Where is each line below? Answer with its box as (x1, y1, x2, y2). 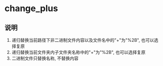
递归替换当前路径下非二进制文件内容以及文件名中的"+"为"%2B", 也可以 (11, 37, 154, 43)
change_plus (4, 3, 58, 14)
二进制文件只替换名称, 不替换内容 (11, 55, 79, 61)
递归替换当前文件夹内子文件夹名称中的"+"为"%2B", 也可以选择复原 (11, 49, 146, 55)
